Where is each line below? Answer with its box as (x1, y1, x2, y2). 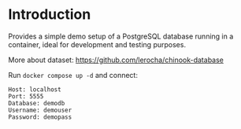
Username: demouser (8, 106, 72, 114)
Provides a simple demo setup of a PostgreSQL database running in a (8, 31, 234, 41)
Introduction (8, 6, 91, 24)
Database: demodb (8, 99, 65, 107)
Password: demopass (8, 112, 72, 121)
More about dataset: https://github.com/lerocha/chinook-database (8, 55, 224, 64)
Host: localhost (8, 85, 61, 94)
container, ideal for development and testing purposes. (8, 39, 187, 49)
